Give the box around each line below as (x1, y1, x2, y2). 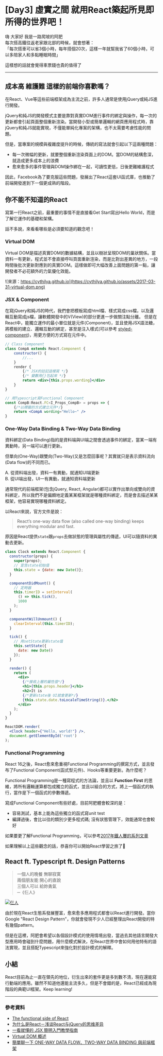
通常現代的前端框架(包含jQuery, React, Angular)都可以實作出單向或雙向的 (5, 486, 151, 492)
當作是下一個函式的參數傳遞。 (13, 790, 73, 795)
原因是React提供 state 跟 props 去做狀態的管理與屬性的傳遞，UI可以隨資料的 (5, 533, 153, 540)
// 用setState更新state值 (14, 639, 63, 644)
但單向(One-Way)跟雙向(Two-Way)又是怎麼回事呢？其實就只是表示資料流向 (5, 453, 155, 459)
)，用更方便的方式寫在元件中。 (27, 332, 89, 338)
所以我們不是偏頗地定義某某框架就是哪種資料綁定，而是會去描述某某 (21, 492, 158, 498)
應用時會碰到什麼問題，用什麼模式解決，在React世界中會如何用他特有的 (9, 938, 153, 944)
